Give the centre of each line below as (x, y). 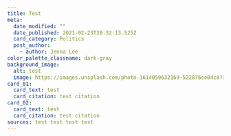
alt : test (27, 71)
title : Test (24, 13)
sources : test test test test (51, 122)
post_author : (32, 45)
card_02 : (20, 103)
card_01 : (20, 84)
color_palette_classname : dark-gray (59, 58)
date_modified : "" (40, 26)
